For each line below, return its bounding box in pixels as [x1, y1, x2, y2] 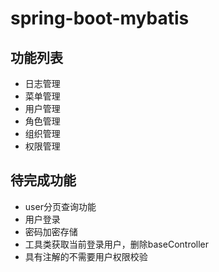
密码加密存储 [24, 225, 78, 237]
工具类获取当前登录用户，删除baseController [24, 238, 210, 250]
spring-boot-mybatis [10, 7, 190, 30]
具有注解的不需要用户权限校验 [24, 250, 148, 262]
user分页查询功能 [24, 200, 97, 212]
